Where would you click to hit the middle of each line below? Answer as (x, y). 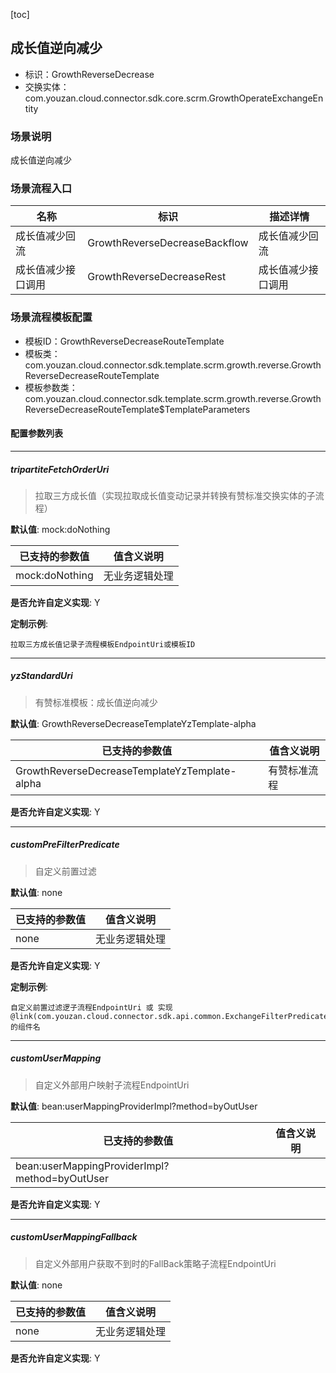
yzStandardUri (41, 676)
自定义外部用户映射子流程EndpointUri (112, 1085)
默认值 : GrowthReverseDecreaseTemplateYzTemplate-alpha (133, 723)
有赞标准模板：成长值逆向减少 (96, 702)
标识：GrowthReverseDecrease (89, 74)
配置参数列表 (36, 433)
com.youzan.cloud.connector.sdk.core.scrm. (117, 98)
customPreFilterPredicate (65, 845)
